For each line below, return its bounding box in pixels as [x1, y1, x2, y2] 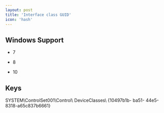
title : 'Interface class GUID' [5, 12, 72, 17]
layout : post [5, 7, 33, 13]
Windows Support [5, 36, 64, 44]
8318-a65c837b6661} [5, 103, 51, 108]
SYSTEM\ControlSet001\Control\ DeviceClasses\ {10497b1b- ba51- [5, 97, 145, 103]
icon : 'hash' [5, 17, 33, 22]
